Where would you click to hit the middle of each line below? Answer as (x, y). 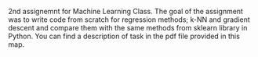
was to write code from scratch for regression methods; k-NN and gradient (129, 20)
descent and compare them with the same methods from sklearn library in (128, 28)
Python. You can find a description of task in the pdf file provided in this (124, 36)
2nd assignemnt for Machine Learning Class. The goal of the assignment (125, 11)
